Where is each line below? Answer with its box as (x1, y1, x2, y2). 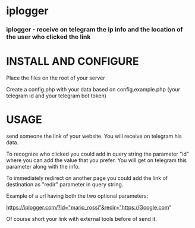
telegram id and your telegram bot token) (6, 92, 107, 99)
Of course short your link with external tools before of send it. (6, 215, 158, 222)
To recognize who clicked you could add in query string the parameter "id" (6, 150, 189, 157)
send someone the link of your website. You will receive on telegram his (6, 132, 183, 140)
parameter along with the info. (6, 163, 80, 170)
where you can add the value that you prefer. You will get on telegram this (6, 156, 187, 164)
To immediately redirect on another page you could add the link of (6, 174, 168, 182)
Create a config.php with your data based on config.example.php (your (6, 86, 180, 93)
